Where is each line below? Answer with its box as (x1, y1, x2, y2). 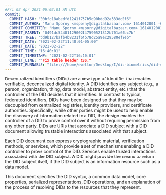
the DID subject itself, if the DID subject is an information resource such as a (5, 159, 161, 165)
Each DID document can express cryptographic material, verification (5, 138, 145, 144)
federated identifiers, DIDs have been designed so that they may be (5, 97, 143, 103)
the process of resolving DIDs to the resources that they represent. (5, 184, 141, 190)
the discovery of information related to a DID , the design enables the (5, 113, 144, 118)
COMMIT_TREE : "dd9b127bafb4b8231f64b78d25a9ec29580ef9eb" (9, 35, 132, 40)
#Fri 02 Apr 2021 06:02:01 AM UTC (5, 7, 77, 12)
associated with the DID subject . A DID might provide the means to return (5, 154, 155, 159)
